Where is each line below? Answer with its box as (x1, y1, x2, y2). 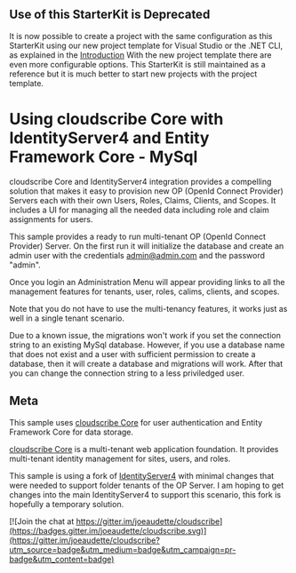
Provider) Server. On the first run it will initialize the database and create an (9, 240, 284, 251)
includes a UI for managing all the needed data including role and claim (9, 204, 269, 215)
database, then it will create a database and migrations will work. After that (9, 358, 284, 369)
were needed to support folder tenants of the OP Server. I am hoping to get (9, 480, 284, 490)
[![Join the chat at (9, 515, 75, 527)
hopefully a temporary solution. (9, 498, 124, 509)
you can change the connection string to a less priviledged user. (9, 368, 244, 378)
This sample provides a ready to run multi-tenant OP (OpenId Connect (9, 231, 267, 242)
